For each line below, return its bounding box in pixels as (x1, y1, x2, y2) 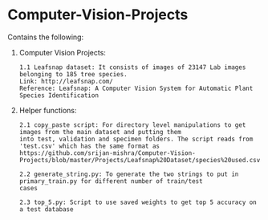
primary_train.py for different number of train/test (18, 177, 203, 185)
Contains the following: (7, 32, 84, 42)
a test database (18, 205, 74, 214)
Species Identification (18, 91, 99, 100)
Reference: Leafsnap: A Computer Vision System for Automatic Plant (18, 84, 254, 92)
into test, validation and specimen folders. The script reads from (18, 135, 254, 143)
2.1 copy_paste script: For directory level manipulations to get (18, 120, 246, 129)
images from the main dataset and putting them (18, 128, 181, 136)
